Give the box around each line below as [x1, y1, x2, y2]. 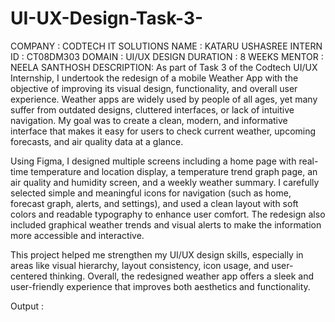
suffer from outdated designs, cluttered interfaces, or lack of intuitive [10, 103, 295, 116]
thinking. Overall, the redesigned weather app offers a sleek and [49, 270, 315, 282]
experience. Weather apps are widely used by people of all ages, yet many [10, 93, 318, 105]
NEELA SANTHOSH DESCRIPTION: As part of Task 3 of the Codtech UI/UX [10, 61, 318, 73]
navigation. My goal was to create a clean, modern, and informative [10, 114, 288, 126]
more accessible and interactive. [10, 229, 145, 241]
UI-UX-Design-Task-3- [10, 7, 204, 30]
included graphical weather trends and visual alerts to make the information [10, 218, 322, 231]
